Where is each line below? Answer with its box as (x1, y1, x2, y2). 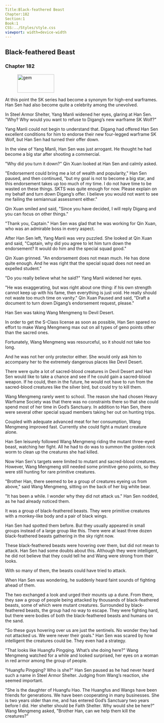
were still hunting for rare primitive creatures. (5, 469, 96, 474)
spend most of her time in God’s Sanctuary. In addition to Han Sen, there (5, 404, 151, 410)
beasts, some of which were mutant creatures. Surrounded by (5, 602, 131, 608)
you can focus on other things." (5, 211, 69, 217)
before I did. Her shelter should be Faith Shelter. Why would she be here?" (5, 702, 155, 708)
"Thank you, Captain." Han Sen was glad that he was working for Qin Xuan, (5, 220, 157, 226)
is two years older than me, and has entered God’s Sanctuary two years (5, 697, 149, 703)
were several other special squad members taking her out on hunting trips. (5, 409, 156, 415)
